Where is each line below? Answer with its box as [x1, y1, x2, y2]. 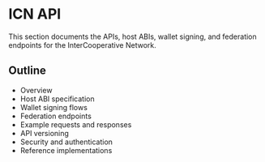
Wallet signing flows [19, 102, 88, 112]
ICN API [8, 5, 62, 23]
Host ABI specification [19, 94, 95, 104]
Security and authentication [19, 137, 113, 147]
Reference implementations [19, 145, 113, 155]
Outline [8, 64, 46, 78]
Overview [19, 85, 53, 95]
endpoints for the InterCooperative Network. [8, 40, 156, 49]
